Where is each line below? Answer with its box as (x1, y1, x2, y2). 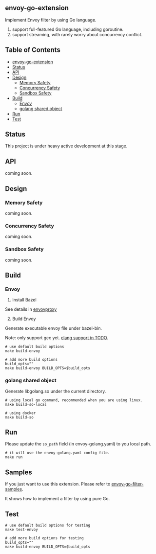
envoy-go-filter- (111, 481, 144, 487)
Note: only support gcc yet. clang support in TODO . (5, 335, 108, 341)
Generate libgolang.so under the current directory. (5, 388, 106, 394)
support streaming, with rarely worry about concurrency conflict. (12, 31, 143, 37)
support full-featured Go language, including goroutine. (12, 26, 124, 32)
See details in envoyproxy (5, 306, 57, 312)
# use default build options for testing (5, 523, 91, 528)
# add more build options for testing (5, 535, 84, 540)
